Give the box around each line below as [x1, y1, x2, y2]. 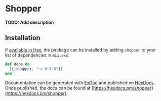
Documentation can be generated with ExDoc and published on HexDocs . [5, 80, 155, 86]
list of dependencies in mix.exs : [5, 52, 70, 58]
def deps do [5, 61, 30, 67]
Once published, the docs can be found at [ [5, 85, 94, 91]
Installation [5, 34, 40, 42]
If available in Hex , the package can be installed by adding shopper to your [5, 47, 156, 52]
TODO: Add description [5, 19, 54, 25]
